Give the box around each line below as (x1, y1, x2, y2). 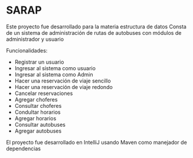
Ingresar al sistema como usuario (14, 64, 96, 71)
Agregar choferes (14, 96, 58, 103)
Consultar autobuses (14, 121, 66, 128)
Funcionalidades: (6, 47, 48, 54)
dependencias (6, 145, 41, 152)
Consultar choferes (14, 102, 62, 109)
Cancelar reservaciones (14, 90, 73, 97)
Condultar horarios (14, 108, 61, 116)
